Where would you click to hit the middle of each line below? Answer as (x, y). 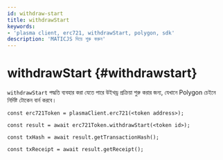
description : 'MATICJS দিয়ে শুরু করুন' (56, 39)
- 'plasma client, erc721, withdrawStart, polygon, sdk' (91, 33)
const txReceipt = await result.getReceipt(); (75, 150)
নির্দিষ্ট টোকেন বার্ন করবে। (32, 100)
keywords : (21, 26)
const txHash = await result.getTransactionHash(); (83, 138)
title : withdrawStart (38, 20)
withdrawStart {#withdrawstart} (102, 73)
